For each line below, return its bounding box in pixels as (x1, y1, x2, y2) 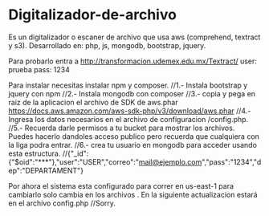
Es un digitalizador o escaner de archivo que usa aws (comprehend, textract (8, 32, 261, 42)
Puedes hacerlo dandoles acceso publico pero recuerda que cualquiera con (8, 131, 259, 141)
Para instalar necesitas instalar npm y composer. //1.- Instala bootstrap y (8, 80, 248, 90)
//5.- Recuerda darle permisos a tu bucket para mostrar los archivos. (8, 123, 235, 132)
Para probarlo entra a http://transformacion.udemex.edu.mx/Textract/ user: (8, 56, 257, 66)
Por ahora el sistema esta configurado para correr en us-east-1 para (8, 181, 234, 190)
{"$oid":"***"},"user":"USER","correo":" (8, 157, 139, 166)
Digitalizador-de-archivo (8, 6, 177, 24)
